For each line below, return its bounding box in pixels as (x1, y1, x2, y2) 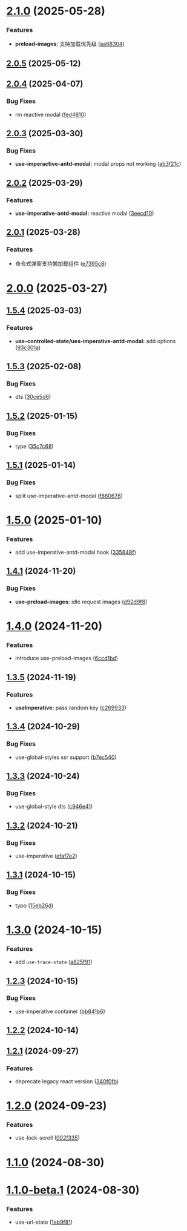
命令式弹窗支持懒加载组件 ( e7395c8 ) (15, 260, 107, 267)
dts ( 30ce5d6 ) (15, 393, 51, 401)
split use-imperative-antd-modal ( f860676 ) (15, 492, 123, 499)
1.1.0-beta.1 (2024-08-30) (6, 1183, 140, 1197)
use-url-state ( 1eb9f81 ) (15, 1218, 73, 1226)
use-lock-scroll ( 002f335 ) (15, 1134, 80, 1141)
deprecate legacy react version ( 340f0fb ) (15, 1077, 119, 1085)
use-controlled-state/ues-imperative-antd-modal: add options (15, 337, 176, 344)
